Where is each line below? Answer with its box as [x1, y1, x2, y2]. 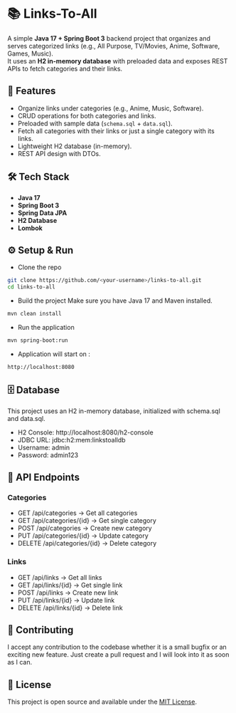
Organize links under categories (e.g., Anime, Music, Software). [17, 104, 204, 113]
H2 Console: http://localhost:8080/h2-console [17, 428, 154, 437]
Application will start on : [17, 350, 91, 358]
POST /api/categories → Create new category [17, 524, 152, 533]
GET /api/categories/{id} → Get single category [17, 516, 156, 525]
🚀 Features [7, 85, 56, 97]
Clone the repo [17, 263, 62, 271]
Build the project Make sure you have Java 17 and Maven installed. [17, 296, 213, 305]
